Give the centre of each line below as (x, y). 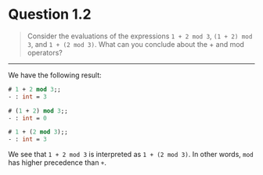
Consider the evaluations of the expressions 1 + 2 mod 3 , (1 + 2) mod (140, 36)
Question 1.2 (50, 14)
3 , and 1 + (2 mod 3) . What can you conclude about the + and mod (136, 44)
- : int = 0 (27, 118)
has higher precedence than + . (58, 162)
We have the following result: (55, 75)
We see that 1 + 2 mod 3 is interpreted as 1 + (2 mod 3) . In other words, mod (131, 155)
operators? (45, 52)
